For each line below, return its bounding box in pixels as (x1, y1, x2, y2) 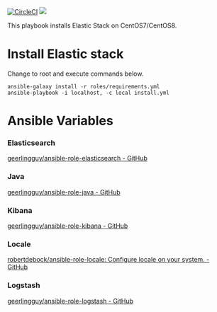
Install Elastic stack (7, 46, 124, 62)
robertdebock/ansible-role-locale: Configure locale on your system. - (7, 255, 210, 264)
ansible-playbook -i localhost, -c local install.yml (7, 89, 170, 96)
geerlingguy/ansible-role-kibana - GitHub (7, 221, 128, 230)
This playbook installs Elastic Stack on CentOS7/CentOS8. (7, 21, 177, 30)
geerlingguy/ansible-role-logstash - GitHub (7, 296, 133, 305)
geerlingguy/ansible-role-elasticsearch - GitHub (7, 154, 148, 163)
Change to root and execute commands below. (7, 69, 144, 78)
